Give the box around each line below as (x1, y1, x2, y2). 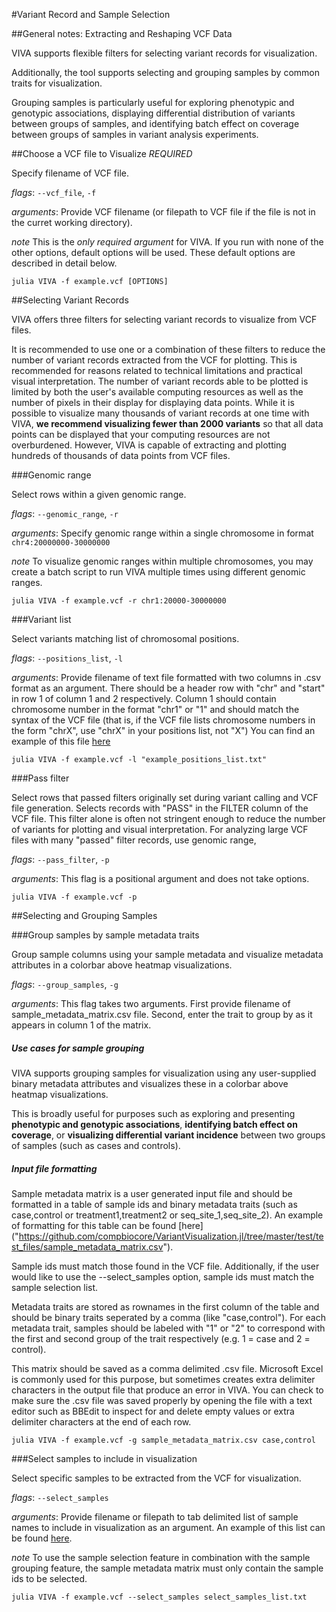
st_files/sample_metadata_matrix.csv (11, 1240, 164, 1253)
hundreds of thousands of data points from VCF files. (11, 450, 231, 461)
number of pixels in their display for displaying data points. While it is (11, 397, 295, 408)
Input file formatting (11, 1162, 98, 1174)
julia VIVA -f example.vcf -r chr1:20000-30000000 (11, 596, 227, 606)
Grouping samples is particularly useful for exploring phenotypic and (11, 97, 295, 108)
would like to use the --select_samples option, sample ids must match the (11, 1270, 315, 1283)
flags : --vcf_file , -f (11, 187, 97, 198)
